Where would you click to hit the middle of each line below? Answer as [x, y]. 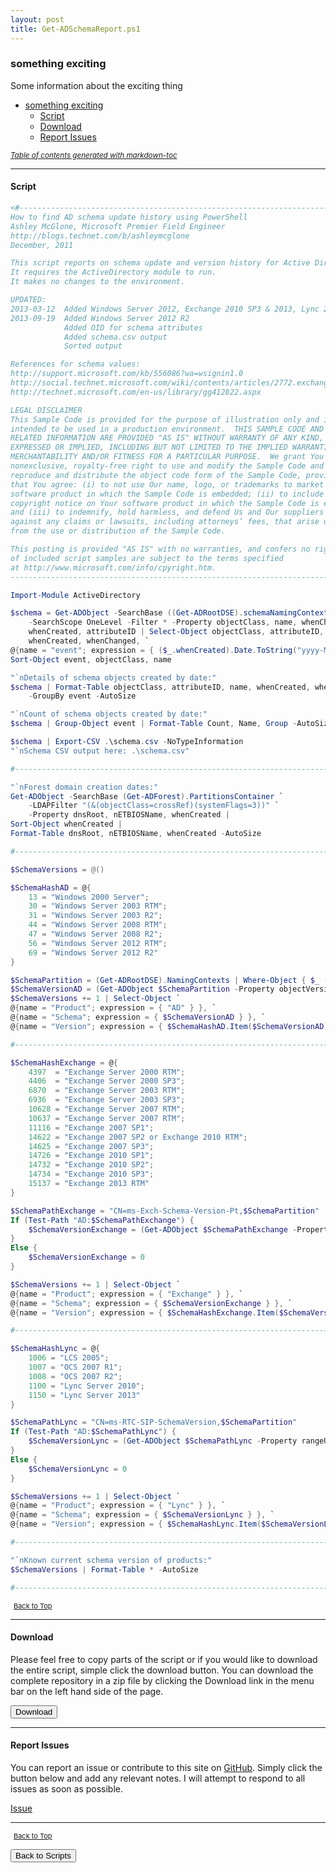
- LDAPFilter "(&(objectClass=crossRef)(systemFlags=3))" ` [154, 806]
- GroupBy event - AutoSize [82, 696]
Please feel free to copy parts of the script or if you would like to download [164, 1659]
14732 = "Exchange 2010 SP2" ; [91, 1165]
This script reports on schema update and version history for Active [160, 263]
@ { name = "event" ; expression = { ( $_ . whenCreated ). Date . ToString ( [154, 650]
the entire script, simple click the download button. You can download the [162, 1670]
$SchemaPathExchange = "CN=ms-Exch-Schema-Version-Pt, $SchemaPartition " [165, 1211]
